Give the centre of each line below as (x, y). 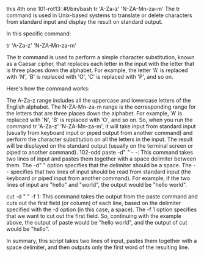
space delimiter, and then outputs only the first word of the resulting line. (98, 247)
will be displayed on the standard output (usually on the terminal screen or (100, 146)
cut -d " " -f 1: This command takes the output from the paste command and (102, 197)
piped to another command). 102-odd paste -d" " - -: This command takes (100, 152)
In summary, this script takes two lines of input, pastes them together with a (102, 241)
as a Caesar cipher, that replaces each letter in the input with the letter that (100, 64)
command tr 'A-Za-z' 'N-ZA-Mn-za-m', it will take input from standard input (101, 126)
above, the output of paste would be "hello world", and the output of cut (97, 223)
